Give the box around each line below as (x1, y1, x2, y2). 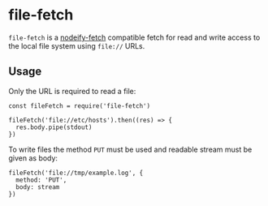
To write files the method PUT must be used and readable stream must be (8, 144, 253, 154)
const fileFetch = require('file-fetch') (8, 101, 151, 110)
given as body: (8, 152, 58, 163)
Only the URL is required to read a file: (8, 86, 136, 96)
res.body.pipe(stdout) (15, 123, 93, 131)
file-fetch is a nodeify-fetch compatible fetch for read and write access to (8, 32, 261, 42)
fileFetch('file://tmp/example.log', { (8, 169, 144, 177)
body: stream (15, 182, 60, 191)
